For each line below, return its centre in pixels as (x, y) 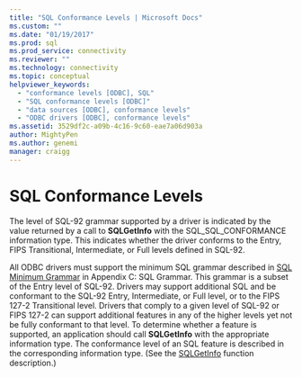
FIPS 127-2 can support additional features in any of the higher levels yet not (151, 315)
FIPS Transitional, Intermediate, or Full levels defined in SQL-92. (127, 249)
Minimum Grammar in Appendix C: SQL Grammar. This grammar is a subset (149, 276)
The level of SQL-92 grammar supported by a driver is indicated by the (140, 220)
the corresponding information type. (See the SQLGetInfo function (132, 353)
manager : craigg (40, 151)
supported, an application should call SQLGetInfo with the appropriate (139, 334)
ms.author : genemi (44, 143)
